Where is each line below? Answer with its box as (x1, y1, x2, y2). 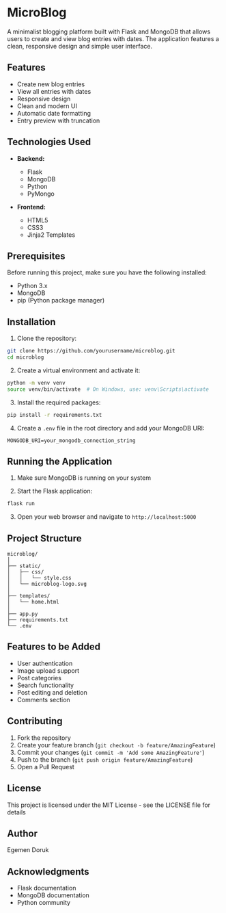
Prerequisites (7, 250, 66, 261)
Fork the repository (16, 734, 72, 742)
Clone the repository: (16, 334, 77, 343)
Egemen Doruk (7, 846, 49, 854)
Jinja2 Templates (27, 231, 76, 239)
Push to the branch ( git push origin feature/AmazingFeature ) (16, 755, 193, 764)
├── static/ (7, 563, 41, 569)
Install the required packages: (16, 398, 101, 407)
